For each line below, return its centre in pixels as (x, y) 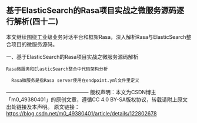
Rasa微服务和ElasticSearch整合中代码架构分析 (57, 69)
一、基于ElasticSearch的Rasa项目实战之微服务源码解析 (72, 56)
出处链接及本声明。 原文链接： (43, 107)
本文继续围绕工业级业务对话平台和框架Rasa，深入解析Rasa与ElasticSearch (96, 36)
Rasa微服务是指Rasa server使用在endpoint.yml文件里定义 (76, 80)
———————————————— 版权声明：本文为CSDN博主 (81, 92)
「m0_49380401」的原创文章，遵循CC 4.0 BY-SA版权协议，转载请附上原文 (97, 99)
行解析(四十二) (32, 21)
